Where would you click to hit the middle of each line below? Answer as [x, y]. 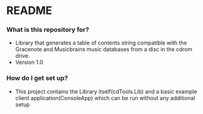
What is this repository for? [48, 30]
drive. [22, 56]
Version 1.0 [29, 62]
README [29, 11]
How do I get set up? [37, 78]
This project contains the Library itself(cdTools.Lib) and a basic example [106, 91]
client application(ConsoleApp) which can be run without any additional [105, 98]
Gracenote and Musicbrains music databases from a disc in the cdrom [104, 49]
